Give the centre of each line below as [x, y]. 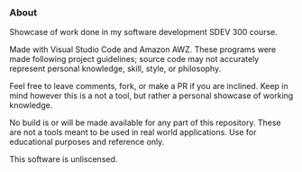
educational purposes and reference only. [87, 142]
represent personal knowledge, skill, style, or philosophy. [115, 68]
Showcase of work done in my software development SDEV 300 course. [143, 32]
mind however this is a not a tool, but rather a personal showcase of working [151, 95]
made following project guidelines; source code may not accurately [134, 59]
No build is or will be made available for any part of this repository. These [145, 122]
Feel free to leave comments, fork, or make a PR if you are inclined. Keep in [149, 86]
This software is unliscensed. [64, 159]
